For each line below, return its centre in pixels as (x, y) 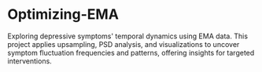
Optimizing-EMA (63, 14)
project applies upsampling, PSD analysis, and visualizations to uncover (124, 44)
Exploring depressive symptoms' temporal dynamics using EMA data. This (128, 36)
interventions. (30, 61)
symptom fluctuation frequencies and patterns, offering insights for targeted (131, 52)
